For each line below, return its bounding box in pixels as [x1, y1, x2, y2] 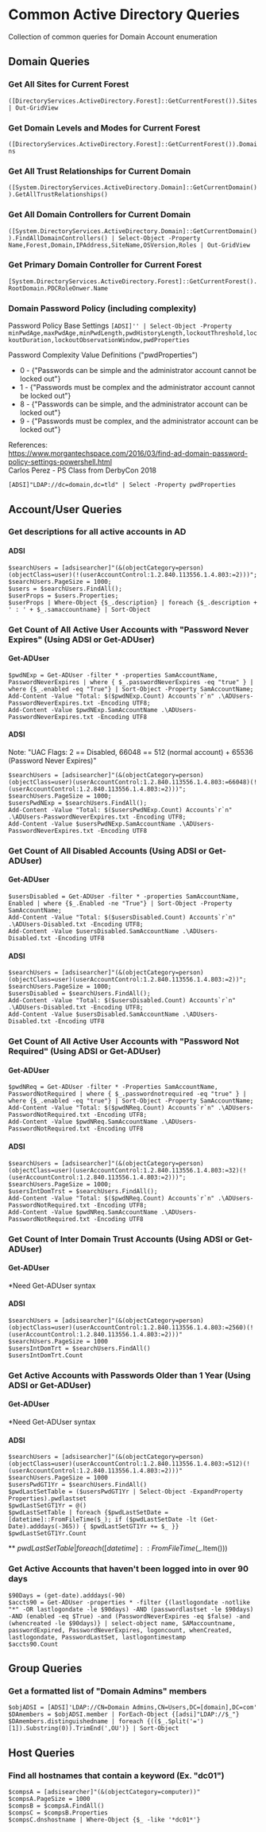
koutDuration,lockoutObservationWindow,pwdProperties [8, 336, 191, 344]
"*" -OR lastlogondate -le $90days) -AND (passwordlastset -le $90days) [8, 1605, 254, 1613]
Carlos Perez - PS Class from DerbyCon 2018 [8, 465, 157, 475]
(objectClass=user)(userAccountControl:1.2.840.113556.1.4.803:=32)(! [8, 1166, 247, 1174]
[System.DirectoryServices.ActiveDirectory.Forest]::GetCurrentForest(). [8, 277, 258, 286]
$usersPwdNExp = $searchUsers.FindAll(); [8, 799, 148, 807]
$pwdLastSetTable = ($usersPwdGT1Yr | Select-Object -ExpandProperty [8, 1488, 244, 1496]
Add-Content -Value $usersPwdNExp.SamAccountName [8, 819, 176, 828]
